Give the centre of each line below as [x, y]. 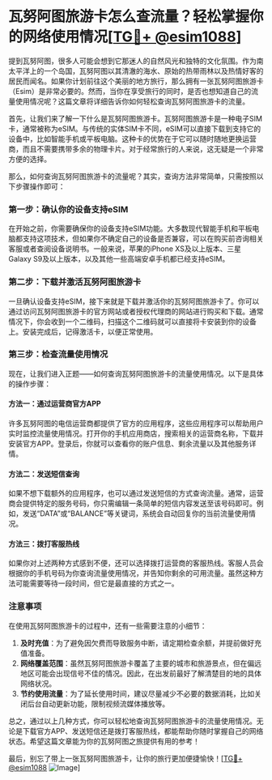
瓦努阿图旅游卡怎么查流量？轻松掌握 [129, 17]
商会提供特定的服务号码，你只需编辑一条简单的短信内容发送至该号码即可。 [132, 504]
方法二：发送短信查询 [44, 474]
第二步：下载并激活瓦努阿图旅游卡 [75, 282]
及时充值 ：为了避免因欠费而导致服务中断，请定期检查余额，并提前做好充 [140, 643]
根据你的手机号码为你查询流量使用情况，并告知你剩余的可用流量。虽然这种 [132, 573]
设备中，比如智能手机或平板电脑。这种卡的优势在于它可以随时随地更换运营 [132, 139]
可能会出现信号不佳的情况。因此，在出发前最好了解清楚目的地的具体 [148, 673]
